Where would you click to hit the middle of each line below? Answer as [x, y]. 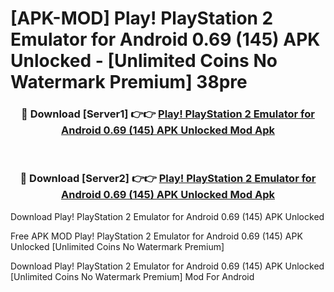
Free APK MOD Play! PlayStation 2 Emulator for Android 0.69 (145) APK [156, 236]
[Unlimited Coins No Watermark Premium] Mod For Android [132, 276]
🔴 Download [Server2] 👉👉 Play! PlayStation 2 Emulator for [168, 179]
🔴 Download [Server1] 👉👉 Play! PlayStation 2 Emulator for [168, 114]
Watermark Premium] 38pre [129, 82]
